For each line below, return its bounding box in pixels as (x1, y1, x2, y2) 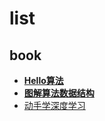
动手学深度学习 (23, 100, 86, 111)
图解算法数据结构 (23, 87, 95, 99)
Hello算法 (23, 75, 64, 86)
